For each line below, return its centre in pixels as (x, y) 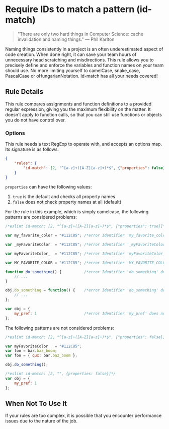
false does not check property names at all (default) (67, 202)
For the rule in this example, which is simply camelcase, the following (77, 212)
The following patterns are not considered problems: (60, 328)
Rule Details (24, 92)
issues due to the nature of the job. (41, 421)
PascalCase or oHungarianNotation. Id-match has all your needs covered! (81, 76)
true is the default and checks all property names (64, 197)
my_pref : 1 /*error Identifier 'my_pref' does (86, 314)
